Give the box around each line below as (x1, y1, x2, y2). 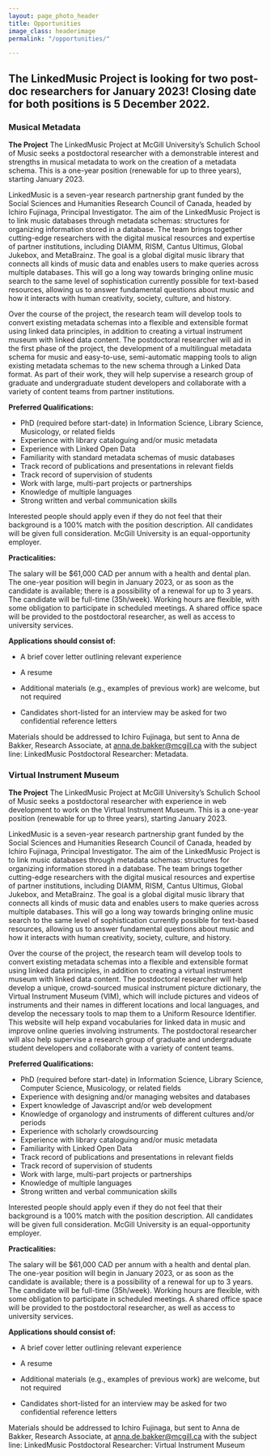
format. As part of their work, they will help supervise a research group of (8, 369, 254, 379)
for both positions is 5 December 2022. (8, 97, 210, 110)
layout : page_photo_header (8, 11, 100, 20)
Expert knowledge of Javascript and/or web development (19, 1101, 213, 1110)
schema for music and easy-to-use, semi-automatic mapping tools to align (8, 352, 257, 362)
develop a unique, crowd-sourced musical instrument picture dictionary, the (8, 983, 261, 993)
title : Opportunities (8, 19, 82, 28)
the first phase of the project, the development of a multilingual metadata (8, 343, 252, 353)
